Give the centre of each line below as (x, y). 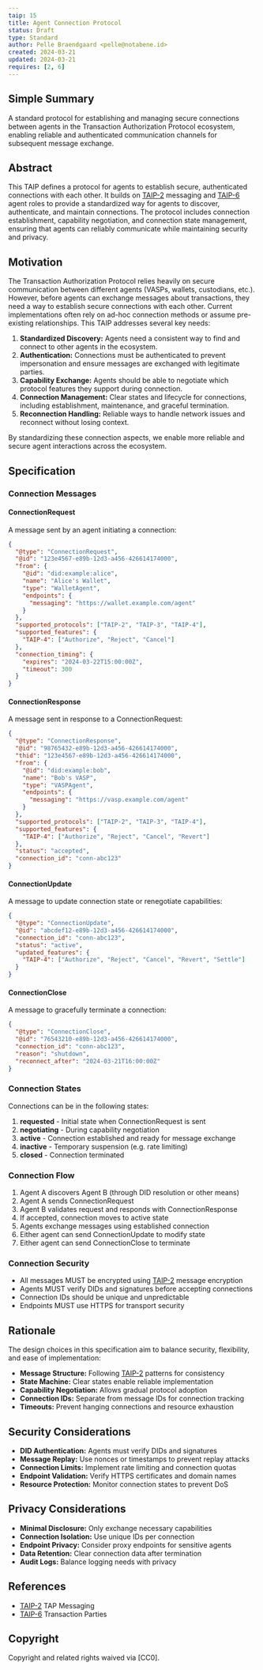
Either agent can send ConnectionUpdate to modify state (112, 1235)
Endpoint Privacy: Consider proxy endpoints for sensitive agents (125, 1544)
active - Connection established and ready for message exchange (128, 1138)
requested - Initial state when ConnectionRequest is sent (113, 1121)
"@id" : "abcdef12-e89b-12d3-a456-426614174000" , (97, 930)
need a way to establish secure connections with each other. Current (120, 307)
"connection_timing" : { (54, 654)
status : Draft (32, 30)
